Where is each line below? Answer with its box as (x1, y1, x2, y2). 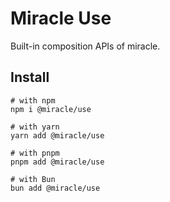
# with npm (10, 95, 56, 106)
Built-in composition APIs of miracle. (10, 40, 161, 52)
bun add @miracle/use (10, 183, 101, 193)
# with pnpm (10, 148, 60, 158)
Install (10, 69, 50, 86)
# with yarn (10, 122, 60, 132)
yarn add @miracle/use (10, 130, 105, 141)
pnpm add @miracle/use (10, 157, 105, 167)
